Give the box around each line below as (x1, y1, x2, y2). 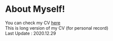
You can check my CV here (5, 20, 61, 26)
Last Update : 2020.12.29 (5, 30, 56, 36)
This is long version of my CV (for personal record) (5, 25, 109, 31)
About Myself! (5, 3, 65, 15)
